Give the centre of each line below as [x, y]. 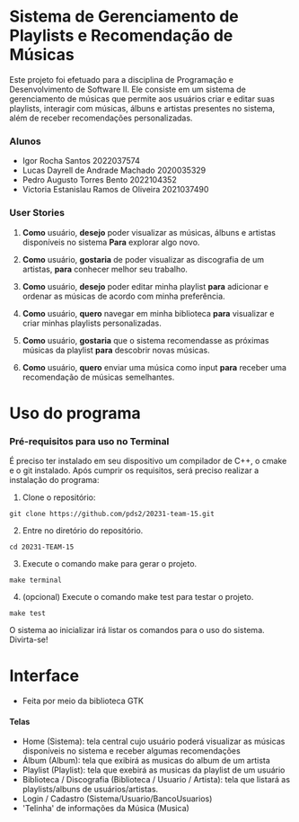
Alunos [26, 141]
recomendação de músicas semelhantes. [98, 377]
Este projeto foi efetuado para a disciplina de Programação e [121, 79]
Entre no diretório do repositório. [83, 531]
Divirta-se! [29, 639]
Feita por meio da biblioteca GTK [83, 701]
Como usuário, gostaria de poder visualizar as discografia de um [143, 259]
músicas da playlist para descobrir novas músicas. [116, 350]
